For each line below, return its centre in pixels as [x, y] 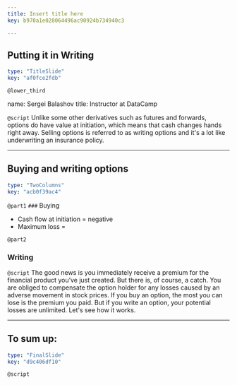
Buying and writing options [68, 169]
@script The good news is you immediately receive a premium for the [108, 272]
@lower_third [26, 91]
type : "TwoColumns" [36, 185]
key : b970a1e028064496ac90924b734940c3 [66, 20]
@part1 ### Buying [34, 205]
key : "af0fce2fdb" [34, 78]
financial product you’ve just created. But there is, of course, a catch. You [114, 280]
